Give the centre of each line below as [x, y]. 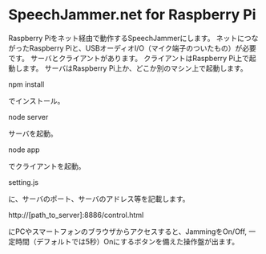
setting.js [23, 182]
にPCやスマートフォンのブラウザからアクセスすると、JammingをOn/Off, [127, 231]
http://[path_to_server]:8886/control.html [76, 215]
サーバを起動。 [33, 133]
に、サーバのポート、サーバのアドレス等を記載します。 [99, 199]
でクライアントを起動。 [47, 166]
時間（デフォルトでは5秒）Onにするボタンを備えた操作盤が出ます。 [127, 241]
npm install [26, 84]
